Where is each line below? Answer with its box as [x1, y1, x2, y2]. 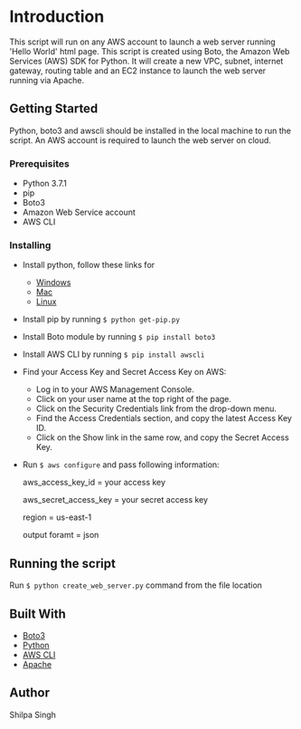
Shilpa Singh [9, 709, 57, 720]
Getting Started [9, 101, 99, 117]
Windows [35, 277, 71, 288]
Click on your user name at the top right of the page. [35, 394, 232, 405]
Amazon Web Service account [22, 206, 136, 218]
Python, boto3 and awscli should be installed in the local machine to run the [9, 125, 292, 136]
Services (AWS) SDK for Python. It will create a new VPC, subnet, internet [9, 55, 284, 66]
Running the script [9, 555, 116, 571]
